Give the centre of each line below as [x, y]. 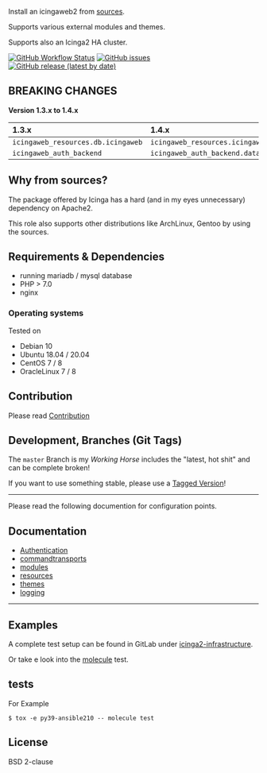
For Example [29, 703]
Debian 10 [36, 346]
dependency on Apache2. [51, 208]
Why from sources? [58, 181]
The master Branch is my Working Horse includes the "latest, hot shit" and [129, 459]
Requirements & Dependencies [87, 257]
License [28, 742]
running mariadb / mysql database [76, 276]
